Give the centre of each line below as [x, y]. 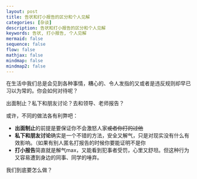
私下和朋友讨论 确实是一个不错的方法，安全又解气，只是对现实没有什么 [99, 136]
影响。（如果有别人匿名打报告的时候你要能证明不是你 [83, 143]
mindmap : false [25, 60]
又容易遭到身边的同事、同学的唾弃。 [58, 158]
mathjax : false [25, 55]
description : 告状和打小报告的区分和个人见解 [56, 28]
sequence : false [26, 45]
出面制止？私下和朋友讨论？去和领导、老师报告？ [65, 103]
